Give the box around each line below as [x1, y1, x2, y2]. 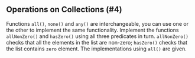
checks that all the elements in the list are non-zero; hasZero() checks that [6, 39, 188, 46]
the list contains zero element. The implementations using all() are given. [6, 45, 187, 52]
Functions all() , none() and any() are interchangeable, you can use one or [6, 20, 189, 27]
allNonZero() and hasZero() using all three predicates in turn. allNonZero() [6, 32, 189, 40]
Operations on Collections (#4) [6, 5, 122, 15]
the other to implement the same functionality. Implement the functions [6, 26, 179, 33]
